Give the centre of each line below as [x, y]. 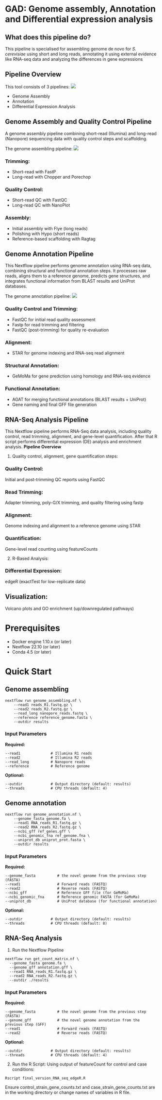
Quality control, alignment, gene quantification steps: [65, 456]
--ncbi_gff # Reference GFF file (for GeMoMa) [67, 893]
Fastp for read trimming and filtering [48, 324]
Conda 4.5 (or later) [32, 652]
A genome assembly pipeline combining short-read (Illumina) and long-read [81, 133]
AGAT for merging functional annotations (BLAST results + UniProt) [79, 399]
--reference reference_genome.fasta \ [53, 717]
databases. [16, 286]
